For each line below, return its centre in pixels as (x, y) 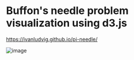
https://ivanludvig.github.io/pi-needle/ (52, 39)
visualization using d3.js (67, 23)
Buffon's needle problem (67, 11)
